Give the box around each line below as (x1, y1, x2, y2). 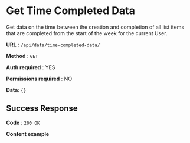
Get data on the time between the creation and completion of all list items (6, 23, 185, 30)
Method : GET (6, 52, 38, 59)
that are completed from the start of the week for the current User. (6, 29, 168, 36)
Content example (6, 130, 50, 137)
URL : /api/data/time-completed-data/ (6, 41, 100, 48)
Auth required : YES (6, 63, 55, 71)
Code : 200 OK (6, 119, 40, 126)
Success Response (6, 104, 78, 114)
